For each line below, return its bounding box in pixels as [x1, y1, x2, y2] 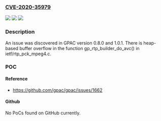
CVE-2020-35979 [5, 4, 51, 11]
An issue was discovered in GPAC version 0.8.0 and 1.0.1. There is [5, 39, 143, 46]
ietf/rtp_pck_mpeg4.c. [5, 51, 52, 57]
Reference [5, 76, 28, 82]
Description [5, 28, 35, 35]
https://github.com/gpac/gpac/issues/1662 [12, 87, 103, 93]
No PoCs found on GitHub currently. [5, 110, 81, 116]
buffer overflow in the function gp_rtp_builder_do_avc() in [19, 45, 140, 51]
